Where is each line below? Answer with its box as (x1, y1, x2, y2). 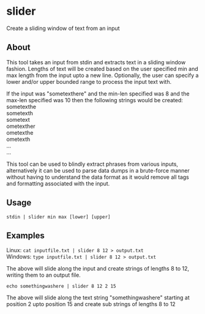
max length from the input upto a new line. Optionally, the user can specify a (6, 72, 199, 79)
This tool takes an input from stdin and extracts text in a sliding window (6, 58, 186, 65)
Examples (6, 230, 45, 241)
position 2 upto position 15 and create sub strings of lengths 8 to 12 (6, 301, 176, 308)
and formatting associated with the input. (6, 179, 110, 187)
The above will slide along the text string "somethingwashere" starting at (6, 294, 190, 301)
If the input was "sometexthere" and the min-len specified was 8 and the (6, 90, 190, 97)
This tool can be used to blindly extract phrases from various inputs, (6, 160, 179, 168)
